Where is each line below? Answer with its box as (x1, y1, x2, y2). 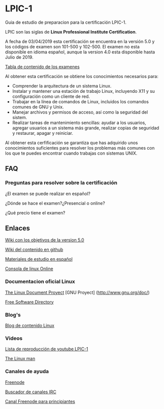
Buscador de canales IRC (5, 389, 57, 395)
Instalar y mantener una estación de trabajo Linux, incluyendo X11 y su (12, 88, 155, 94)
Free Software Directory (5, 299, 54, 305)
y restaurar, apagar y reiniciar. (12, 130, 73, 136)
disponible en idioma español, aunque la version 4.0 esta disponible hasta (5, 49, 155, 55)
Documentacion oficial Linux (5, 278, 75, 285)
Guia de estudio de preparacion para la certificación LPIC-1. (5, 19, 127, 25)
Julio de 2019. (5, 54, 33, 60)
